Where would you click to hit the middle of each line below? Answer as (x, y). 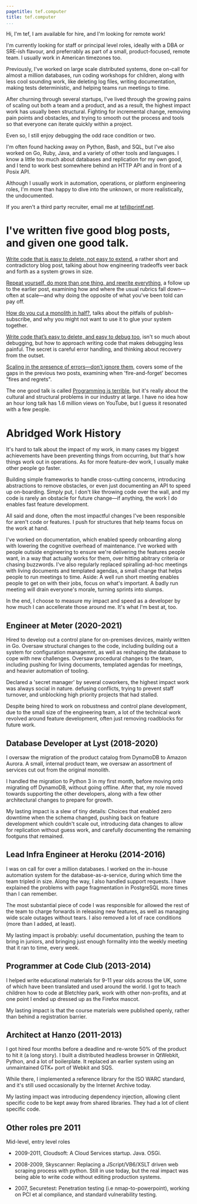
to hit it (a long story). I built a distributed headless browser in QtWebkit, (93, 1055)
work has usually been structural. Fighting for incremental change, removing (98, 111)
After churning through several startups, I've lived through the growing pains (98, 99)
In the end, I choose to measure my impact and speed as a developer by (93, 601)
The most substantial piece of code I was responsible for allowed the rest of (98, 905)
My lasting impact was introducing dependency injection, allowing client (93, 1097)
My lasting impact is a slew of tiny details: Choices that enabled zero (89, 811)
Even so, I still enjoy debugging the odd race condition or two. (81, 135)
